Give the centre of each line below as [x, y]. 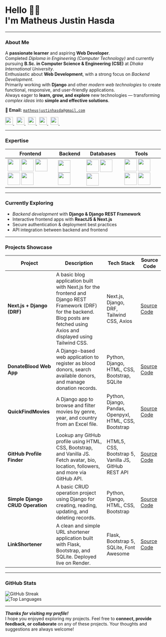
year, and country [77, 418]
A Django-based [76, 351]
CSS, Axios [119, 321]
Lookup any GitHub [79, 435]
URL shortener [73, 532]
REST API [118, 472]
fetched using [72, 324]
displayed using [74, 337]
